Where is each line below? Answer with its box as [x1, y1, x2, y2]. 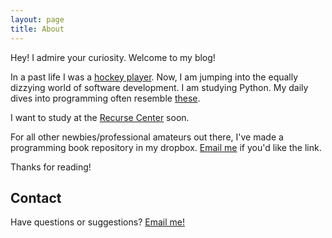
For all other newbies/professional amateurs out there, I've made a [10, 131, 284, 143]
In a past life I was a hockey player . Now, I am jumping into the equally [10, 71, 299, 83]
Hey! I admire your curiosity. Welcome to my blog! [10, 51, 216, 63]
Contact [10, 189, 62, 206]
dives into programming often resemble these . [10, 92, 201, 104]
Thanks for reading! [10, 161, 92, 173]
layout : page [10, 14, 65, 25]
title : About [10, 24, 65, 34]
